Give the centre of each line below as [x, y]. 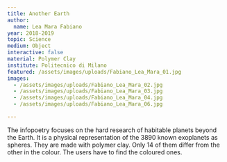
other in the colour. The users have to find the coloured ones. [95, 152]
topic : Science [29, 40]
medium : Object [29, 46]
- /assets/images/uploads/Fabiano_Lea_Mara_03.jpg [88, 91]
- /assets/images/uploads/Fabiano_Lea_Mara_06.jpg [88, 104]
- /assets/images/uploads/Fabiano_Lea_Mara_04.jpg [88, 98]
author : [18, 20]
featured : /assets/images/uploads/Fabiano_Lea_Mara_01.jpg [94, 72]
